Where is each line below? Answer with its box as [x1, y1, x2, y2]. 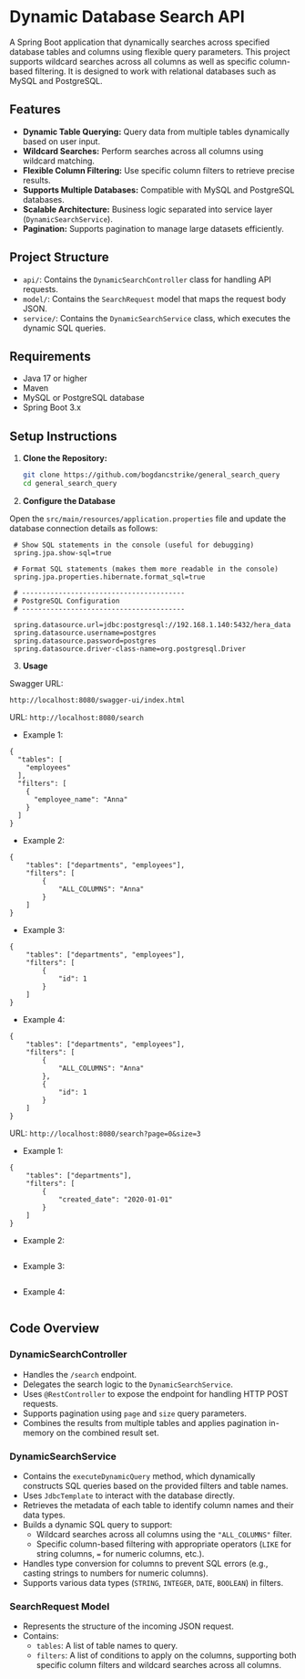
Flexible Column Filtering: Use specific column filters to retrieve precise [22, 164, 295, 175]
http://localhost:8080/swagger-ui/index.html [9, 696, 185, 705]
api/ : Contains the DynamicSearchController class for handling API [22, 274, 271, 285]
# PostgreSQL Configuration [13, 596, 120, 605]
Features [9, 102, 61, 118]
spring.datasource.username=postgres [13, 628, 157, 637]
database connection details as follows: [9, 522, 158, 533]
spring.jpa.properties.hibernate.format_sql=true [13, 572, 206, 582]
